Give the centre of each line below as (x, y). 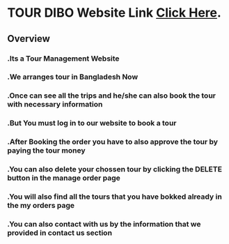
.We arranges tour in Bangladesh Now (73, 77)
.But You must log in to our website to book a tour (92, 123)
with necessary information (55, 105)
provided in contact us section (60, 233)
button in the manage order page (64, 178)
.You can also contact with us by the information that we (104, 224)
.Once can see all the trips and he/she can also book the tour (111, 96)
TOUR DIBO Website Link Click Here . (114, 13)
